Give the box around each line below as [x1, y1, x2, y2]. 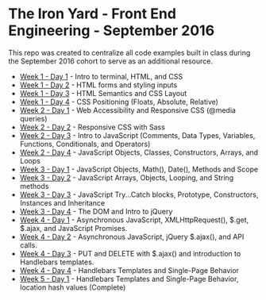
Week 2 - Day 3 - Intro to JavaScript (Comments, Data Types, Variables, [19, 130, 256, 140]
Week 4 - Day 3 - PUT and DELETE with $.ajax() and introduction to [19, 248, 241, 258]
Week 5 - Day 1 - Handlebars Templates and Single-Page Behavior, [19, 274, 239, 283]
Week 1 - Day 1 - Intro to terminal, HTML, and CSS [19, 71, 183, 81]
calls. [19, 240, 37, 250]
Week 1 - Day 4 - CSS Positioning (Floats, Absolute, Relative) [19, 97, 218, 106]
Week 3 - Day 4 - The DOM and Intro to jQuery [19, 206, 173, 216]
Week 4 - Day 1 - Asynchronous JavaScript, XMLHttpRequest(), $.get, [19, 215, 249, 225]
